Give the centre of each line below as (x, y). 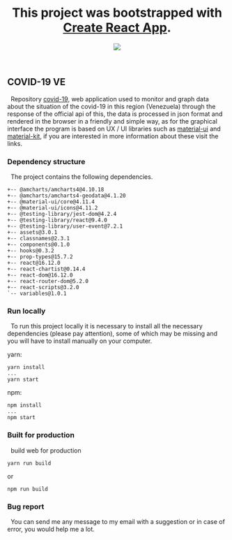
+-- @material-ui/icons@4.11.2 (53, 208)
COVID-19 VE (37, 82)
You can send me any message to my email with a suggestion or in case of (117, 521)
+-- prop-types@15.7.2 (40, 257)
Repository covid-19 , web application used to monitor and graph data (109, 98)
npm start (22, 418)
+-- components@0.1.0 (39, 245)
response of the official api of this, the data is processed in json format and (115, 114)
